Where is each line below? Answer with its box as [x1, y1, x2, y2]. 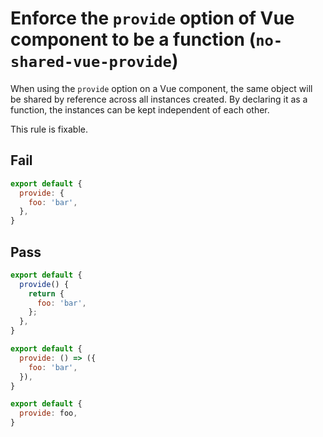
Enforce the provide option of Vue [10, 7, 295, 30]
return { [28, 288, 65, 299]
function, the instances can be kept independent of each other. [10, 103, 270, 116]
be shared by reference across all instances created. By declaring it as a [10, 93, 308, 105]
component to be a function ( [10, 28, 257, 51]
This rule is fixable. [10, 123, 89, 135]
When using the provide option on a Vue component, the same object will [10, 82, 313, 94]
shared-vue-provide [10, 53, 172, 72]
